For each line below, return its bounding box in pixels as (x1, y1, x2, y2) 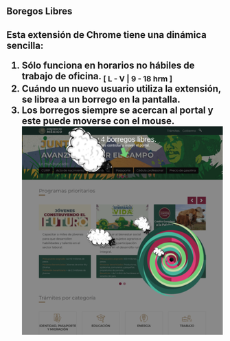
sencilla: (6, 39, 44, 51)
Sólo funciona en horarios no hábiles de (21, 59, 195, 71)
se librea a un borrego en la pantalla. (21, 93, 181, 105)
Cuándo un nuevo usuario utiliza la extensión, (21, 83, 221, 94)
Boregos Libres (6, 6, 73, 17)
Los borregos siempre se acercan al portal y (21, 104, 214, 116)
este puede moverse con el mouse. (21, 115, 175, 127)
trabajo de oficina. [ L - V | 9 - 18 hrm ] (21, 70, 173, 83)
